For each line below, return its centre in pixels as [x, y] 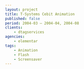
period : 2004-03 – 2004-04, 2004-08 [42, 23]
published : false [23, 18]
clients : [14, 28]
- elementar [26, 41]
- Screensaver [28, 59]
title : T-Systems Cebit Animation [40, 14]
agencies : [15, 37]
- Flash [21, 55]
